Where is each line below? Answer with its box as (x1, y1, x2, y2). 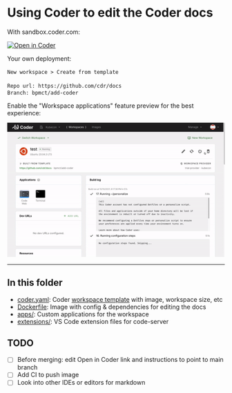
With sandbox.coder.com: (7, 28, 81, 36)
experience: (7, 108, 41, 117)
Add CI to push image (17, 371, 79, 379)
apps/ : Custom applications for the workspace (17, 309, 150, 318)
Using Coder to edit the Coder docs (7, 5, 213, 21)
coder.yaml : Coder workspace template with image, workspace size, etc (17, 295, 223, 303)
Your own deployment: (7, 54, 72, 63)
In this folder (7, 277, 63, 289)
